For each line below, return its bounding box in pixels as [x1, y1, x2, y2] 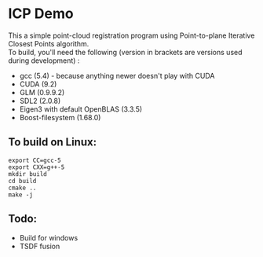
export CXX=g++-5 [8, 163, 65, 171]
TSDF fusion [19, 241, 60, 251]
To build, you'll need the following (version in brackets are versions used [8, 47, 243, 57]
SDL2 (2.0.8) [19, 96, 61, 105]
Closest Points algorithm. [8, 39, 89, 48]
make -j [8, 190, 34, 199]
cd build [8, 177, 37, 185]
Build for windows [19, 233, 79, 242]
